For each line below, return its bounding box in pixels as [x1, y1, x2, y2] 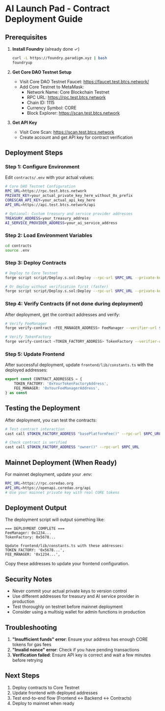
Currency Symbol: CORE [27, 104, 77, 111]
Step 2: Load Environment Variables [5, 232, 92, 239]
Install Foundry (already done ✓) [12, 46, 80, 52]
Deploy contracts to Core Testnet [12, 684, 80, 690]
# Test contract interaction [5, 426, 65, 431]
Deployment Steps [5, 149, 63, 157]
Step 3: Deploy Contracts [5, 259, 67, 266]
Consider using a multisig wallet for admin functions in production [12, 609, 146, 615]
